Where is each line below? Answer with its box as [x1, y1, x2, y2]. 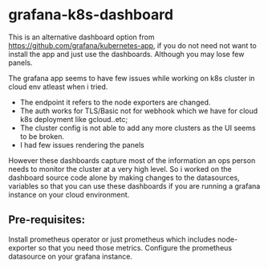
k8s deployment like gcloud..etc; [19, 114, 128, 124]
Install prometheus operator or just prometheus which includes [8, 234, 217, 244]
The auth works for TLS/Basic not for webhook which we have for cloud [19, 106, 258, 116]
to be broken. [19, 131, 65, 141]
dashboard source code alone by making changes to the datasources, [8, 173, 240, 182]
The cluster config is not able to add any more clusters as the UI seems [19, 123, 256, 132]
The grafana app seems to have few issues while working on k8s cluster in [8, 73, 255, 83]
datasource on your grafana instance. [8, 251, 132, 261]
